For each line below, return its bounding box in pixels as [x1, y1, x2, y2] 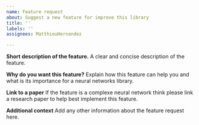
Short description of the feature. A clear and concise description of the [6, 53, 185, 60]
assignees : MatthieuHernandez [6, 31, 82, 37]
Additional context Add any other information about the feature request [6, 107, 185, 114]
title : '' [6, 20, 31, 26]
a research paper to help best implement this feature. [6, 96, 138, 103]
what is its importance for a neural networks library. [6, 78, 134, 85]
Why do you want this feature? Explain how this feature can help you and [6, 71, 189, 78]
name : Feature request [6, 8, 63, 15]
